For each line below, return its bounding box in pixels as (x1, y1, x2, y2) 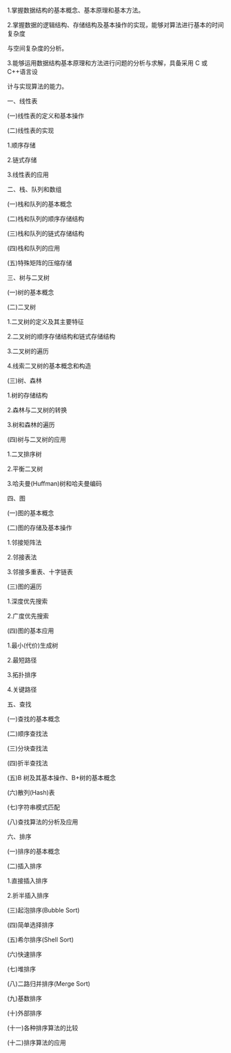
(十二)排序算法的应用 (7, 1038, 67, 1047)
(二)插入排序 (7, 862, 43, 870)
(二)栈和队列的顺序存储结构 (7, 215, 85, 223)
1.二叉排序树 (7, 450, 42, 458)
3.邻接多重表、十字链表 (7, 568, 74, 576)
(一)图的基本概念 (7, 509, 54, 517)
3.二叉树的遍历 (7, 347, 50, 355)
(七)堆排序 (7, 965, 37, 973)
